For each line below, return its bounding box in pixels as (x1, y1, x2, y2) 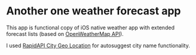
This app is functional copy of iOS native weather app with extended (6, 24, 175, 31)
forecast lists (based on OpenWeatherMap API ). (6, 30, 124, 37)
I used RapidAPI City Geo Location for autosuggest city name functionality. (6, 42, 190, 49)
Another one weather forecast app (6, 4, 181, 18)
